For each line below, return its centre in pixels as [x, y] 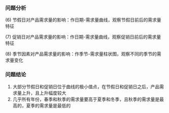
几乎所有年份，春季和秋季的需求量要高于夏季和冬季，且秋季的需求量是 [86, 99]
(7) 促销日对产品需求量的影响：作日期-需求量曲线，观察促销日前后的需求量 [83, 37]
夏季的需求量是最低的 [48, 105]
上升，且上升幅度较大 [44, 93]
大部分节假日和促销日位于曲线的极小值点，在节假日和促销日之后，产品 [86, 86]
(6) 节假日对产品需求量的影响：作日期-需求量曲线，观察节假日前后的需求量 [83, 20]
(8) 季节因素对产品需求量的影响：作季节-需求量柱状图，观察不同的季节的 [81, 54]
